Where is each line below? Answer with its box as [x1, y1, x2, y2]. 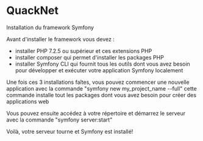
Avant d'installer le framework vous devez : [6, 35, 115, 43]
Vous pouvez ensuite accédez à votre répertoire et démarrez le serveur [6, 109, 186, 117]
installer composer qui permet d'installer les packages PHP [15, 53, 165, 61]
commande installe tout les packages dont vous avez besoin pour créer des [6, 91, 197, 98]
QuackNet [6, 4, 59, 18]
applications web [6, 98, 49, 105]
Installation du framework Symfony [6, 24, 94, 31]
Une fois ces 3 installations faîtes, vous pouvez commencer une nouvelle [6, 78, 190, 86]
